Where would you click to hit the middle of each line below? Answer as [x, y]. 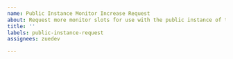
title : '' [21, 26]
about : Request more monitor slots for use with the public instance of [114, 20]
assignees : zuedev [34, 39]
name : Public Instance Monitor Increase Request [79, 13]
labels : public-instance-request [55, 33]
